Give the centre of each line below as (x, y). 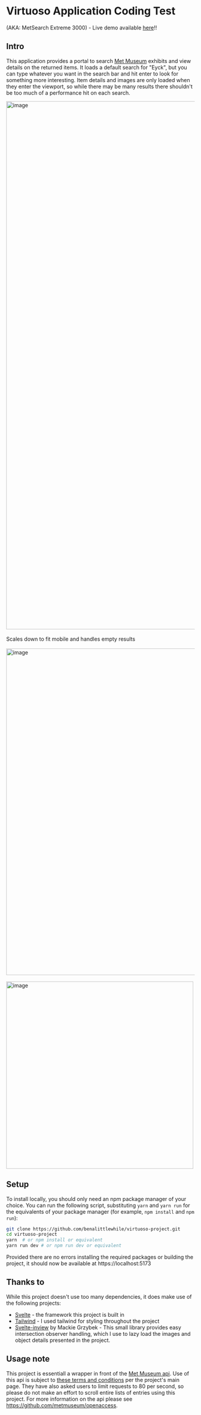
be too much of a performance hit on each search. (68, 93)
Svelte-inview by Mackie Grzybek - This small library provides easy (98, 1327)
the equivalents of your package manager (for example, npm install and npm (100, 1211)
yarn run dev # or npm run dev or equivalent (64, 1246)
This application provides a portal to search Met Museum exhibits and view (99, 61)
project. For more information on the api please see (69, 1399)
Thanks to (25, 1282)
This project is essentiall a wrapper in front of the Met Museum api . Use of (98, 1373)
